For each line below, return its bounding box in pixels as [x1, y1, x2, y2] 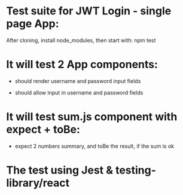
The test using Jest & [6, 163, 114, 177]
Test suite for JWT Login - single [6, 4, 172, 18]
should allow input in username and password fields [14, 89, 144, 96]
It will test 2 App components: [6, 58, 158, 71]
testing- [115, 163, 157, 177]
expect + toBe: [6, 123, 81, 136]
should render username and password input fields [14, 77, 141, 84]
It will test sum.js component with [6, 110, 178, 124]
